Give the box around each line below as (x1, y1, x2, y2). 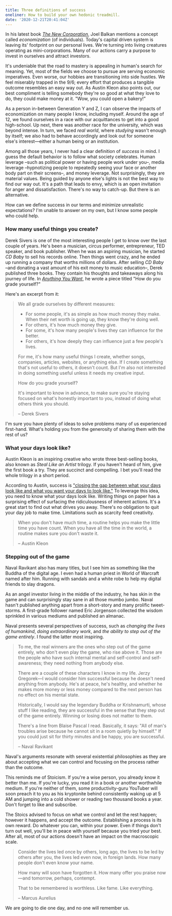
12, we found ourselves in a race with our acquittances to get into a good (5, 117, 159, 123)
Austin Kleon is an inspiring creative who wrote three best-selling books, (5, 455, 158, 462)
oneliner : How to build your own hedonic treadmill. (5, 12, 120, 17)
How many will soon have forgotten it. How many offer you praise (17, 870, 156, 876)
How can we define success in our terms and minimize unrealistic (5, 202, 144, 208)
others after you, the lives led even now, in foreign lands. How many (17, 854, 161, 861)
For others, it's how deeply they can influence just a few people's (25, 338, 163, 344)
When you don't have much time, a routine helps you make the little (17, 519, 160, 525)
